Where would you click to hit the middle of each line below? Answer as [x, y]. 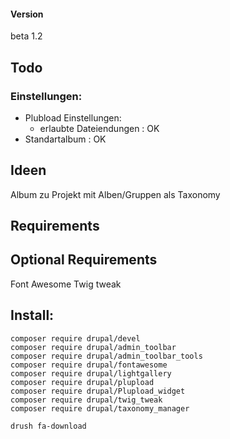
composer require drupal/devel [75, 338]
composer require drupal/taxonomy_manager [100, 408]
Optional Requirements [84, 260]
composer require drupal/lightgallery [91, 373]
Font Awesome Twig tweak [66, 284]
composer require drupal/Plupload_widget [98, 391]
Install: [32, 315]
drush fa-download [48, 426]
